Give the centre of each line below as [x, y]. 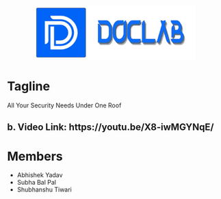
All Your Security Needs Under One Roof [64, 105]
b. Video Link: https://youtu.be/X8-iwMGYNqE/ [110, 127]
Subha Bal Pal [37, 183]
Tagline [28, 87]
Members [35, 156]
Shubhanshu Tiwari [44, 189]
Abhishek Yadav [40, 175]
